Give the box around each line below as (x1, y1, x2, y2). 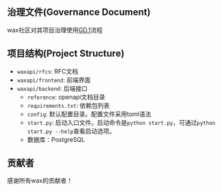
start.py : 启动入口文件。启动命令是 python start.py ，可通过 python (27, 118, 216, 126)
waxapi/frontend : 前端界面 (16, 76, 91, 84)
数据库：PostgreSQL (27, 135, 85, 143)
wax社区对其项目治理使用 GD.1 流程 (7, 26, 103, 34)
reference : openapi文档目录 (27, 93, 106, 101)
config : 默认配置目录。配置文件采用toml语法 (27, 110, 152, 118)
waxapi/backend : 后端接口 (16, 84, 88, 92)
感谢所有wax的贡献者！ (7, 177, 73, 185)
